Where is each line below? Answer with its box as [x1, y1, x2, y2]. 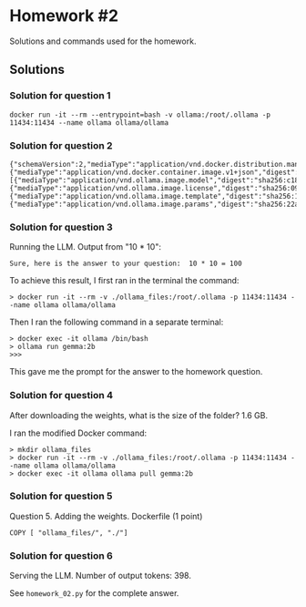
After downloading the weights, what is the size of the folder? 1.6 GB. [9, 409, 269, 420]
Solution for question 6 [9, 549, 114, 561]
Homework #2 [9, 5, 119, 26]
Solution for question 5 [9, 489, 113, 502]
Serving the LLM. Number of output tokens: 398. [9, 571, 191, 581]
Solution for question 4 [9, 389, 114, 402]
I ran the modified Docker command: [9, 427, 148, 438]
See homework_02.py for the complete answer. [9, 588, 179, 599]
